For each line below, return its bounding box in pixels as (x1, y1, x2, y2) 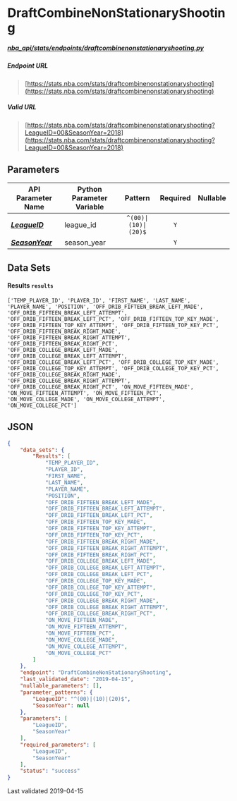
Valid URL (7, 103, 37, 111)
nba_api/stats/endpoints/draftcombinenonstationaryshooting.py (7, 44, 205, 52)
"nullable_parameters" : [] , (20, 683, 102, 690)
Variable (75, 202, 104, 212)
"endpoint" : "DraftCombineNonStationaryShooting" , (20, 669, 172, 676)
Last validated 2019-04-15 (7, 787, 84, 795)
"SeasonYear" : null (32, 702, 90, 709)
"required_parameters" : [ (20, 741, 97, 748)
